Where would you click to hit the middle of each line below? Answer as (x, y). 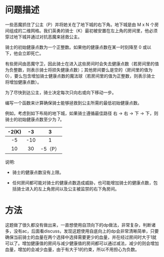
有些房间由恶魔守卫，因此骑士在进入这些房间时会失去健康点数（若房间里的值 (82, 64)
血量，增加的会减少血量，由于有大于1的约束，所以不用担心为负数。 (72, 249)
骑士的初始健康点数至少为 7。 (35, 119)
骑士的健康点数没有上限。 (38, 172)
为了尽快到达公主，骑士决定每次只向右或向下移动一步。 (61, 92)
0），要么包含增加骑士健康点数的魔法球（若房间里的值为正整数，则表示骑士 (80, 76)
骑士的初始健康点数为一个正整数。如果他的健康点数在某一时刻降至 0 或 (76, 47)
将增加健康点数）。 (23, 82)
